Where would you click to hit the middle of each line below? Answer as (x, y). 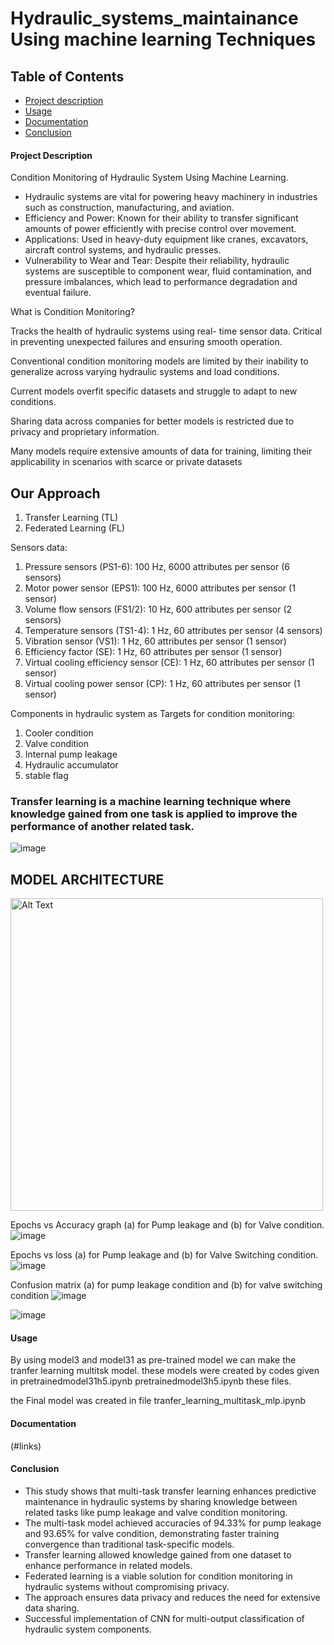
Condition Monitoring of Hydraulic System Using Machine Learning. (149, 178)
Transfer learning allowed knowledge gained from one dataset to (158, 1554)
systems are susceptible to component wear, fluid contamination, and (168, 271)
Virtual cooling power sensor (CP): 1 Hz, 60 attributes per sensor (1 (162, 684)
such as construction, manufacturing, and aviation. (129, 208)
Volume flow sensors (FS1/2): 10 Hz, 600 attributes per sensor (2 (158, 609)
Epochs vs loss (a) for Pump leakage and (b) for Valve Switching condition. (164, 1255)
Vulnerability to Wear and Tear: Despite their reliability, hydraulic (157, 261)
